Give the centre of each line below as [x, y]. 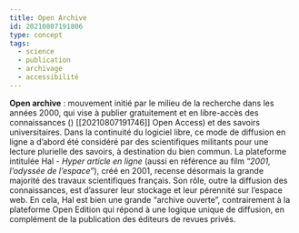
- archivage [40, 69]
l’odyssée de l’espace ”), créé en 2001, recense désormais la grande [137, 170]
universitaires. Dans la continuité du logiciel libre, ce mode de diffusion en [148, 132]
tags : [20, 43]
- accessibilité [48, 77]
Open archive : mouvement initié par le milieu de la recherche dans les [142, 103]
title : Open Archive [49, 18]
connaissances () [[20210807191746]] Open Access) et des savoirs [135, 122]
